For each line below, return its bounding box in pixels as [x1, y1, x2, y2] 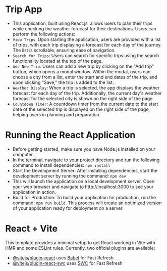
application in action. [12, 189, 57, 195]
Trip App [5, 4, 42, 15]
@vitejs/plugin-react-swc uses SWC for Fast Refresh [12, 260, 123, 266]
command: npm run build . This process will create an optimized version [12, 200, 162, 206]
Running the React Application [5, 129, 136, 141]
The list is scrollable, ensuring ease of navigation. [12, 47, 116, 53]
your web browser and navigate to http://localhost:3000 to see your [12, 184, 154, 190]
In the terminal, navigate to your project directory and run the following [12, 157, 160, 163]
